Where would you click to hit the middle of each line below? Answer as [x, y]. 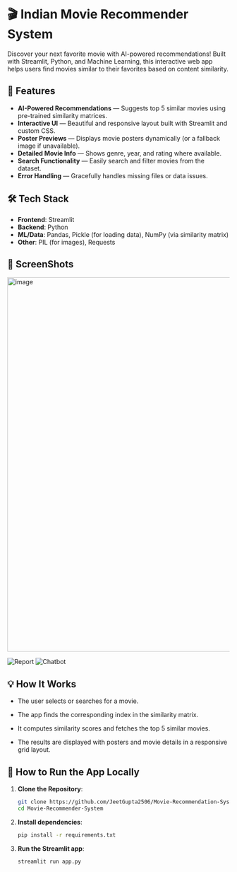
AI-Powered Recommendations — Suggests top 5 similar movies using [121, 108]
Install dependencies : [50, 822]
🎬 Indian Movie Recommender [98, 14]
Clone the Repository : [50, 789]
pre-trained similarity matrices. [62, 115]
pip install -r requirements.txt [67, 835]
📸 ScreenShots [41, 264]
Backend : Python [43, 227]
